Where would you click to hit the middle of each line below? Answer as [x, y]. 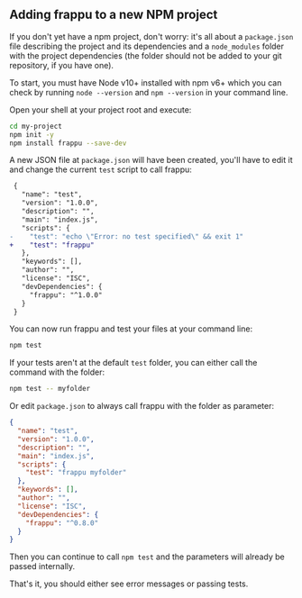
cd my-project [36, 126]
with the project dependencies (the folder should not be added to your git [146, 55]
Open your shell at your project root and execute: [101, 109]
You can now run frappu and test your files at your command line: [131, 329]
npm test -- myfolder [50, 389]
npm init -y [32, 134]
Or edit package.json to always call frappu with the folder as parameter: [142, 406]
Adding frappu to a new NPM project [114, 15]
